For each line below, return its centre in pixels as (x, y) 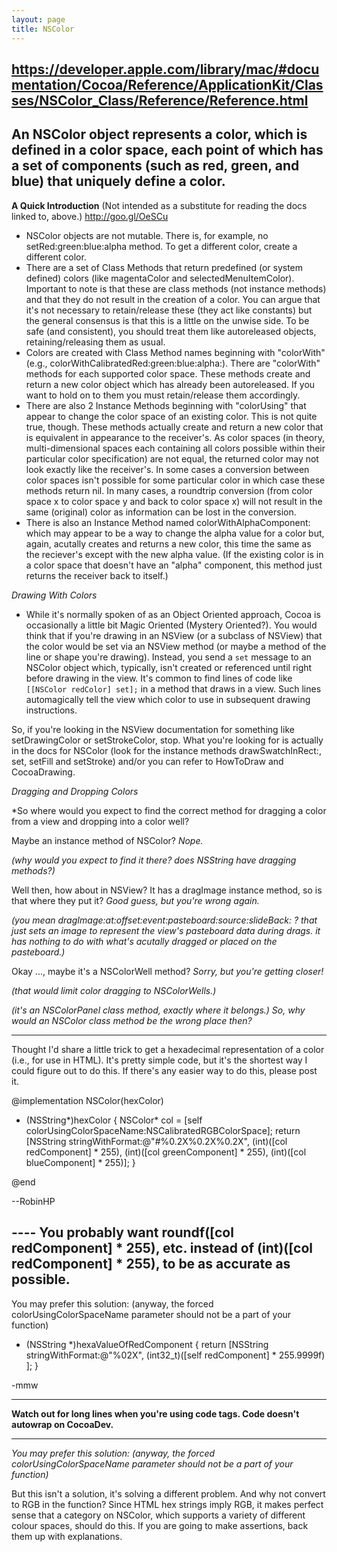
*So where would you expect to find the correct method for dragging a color (169, 810)
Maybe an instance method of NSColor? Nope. (107, 840)
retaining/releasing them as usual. (95, 342)
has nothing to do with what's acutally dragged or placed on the (144, 941)
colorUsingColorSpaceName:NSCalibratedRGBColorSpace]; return (163, 1130)
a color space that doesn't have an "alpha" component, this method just (174, 565)
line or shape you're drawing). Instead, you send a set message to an (168, 657)
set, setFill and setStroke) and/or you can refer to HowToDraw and (147, 761)
